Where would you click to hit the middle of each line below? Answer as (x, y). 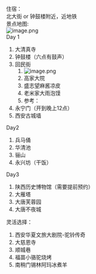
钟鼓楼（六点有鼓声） (41, 57)
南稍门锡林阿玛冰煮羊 (41, 265)
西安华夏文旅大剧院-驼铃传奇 (50, 235)
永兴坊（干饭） (33, 162)
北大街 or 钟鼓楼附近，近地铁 (42, 16)
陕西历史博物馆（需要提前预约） (54, 187)
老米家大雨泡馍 (42, 93)
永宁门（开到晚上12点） (44, 108)
